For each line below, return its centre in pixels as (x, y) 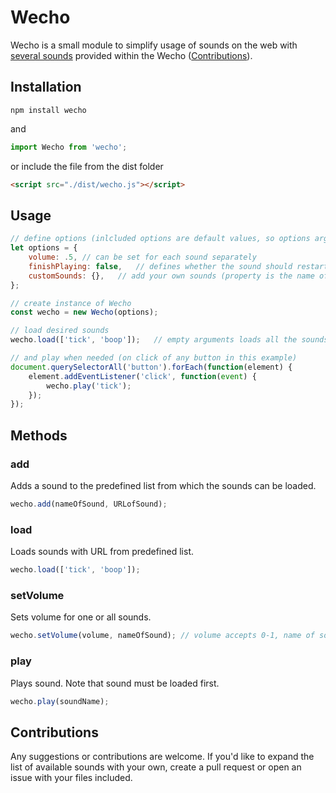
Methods (39, 435)
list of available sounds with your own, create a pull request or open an (156, 767)
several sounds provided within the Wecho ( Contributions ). (131, 55)
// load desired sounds (60, 331)
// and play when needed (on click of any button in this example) (154, 358)
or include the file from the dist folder (87, 166)
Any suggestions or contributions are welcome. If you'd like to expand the (162, 757)
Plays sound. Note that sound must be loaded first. (115, 683)
